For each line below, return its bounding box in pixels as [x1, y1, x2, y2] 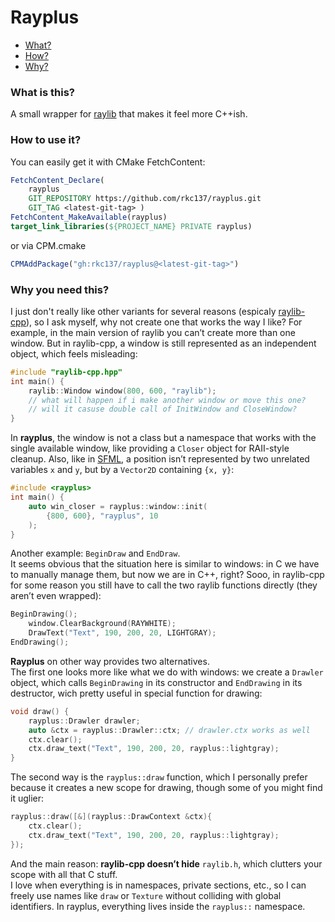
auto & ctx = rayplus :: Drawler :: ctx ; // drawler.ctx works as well [28, 725, 311, 735]
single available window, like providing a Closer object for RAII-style [10, 442, 290, 455]
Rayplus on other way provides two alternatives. [10, 655, 210, 667]
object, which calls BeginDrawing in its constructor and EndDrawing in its [10, 676, 303, 688]
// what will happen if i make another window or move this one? [28, 395, 307, 405]
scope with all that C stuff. [10, 868, 118, 880]
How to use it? [10, 133, 82, 147]
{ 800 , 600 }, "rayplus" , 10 [46, 511, 159, 521]
